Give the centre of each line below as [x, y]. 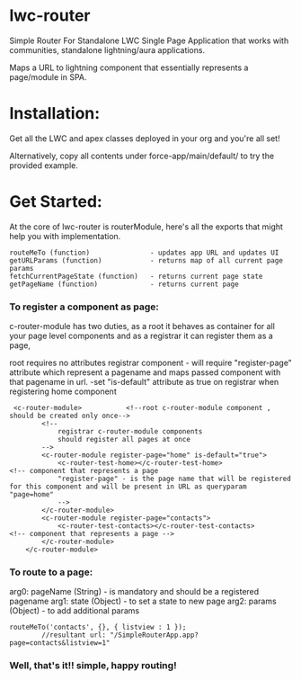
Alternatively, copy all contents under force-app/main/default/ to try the [142, 156]
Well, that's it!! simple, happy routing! [93, 666]
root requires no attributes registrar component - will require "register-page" [150, 363]
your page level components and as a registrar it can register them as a [142, 336]
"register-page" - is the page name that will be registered [174, 479]
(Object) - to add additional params [75, 611]
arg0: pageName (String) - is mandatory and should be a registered [134, 592]
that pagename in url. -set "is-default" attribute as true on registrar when [144, 382]
